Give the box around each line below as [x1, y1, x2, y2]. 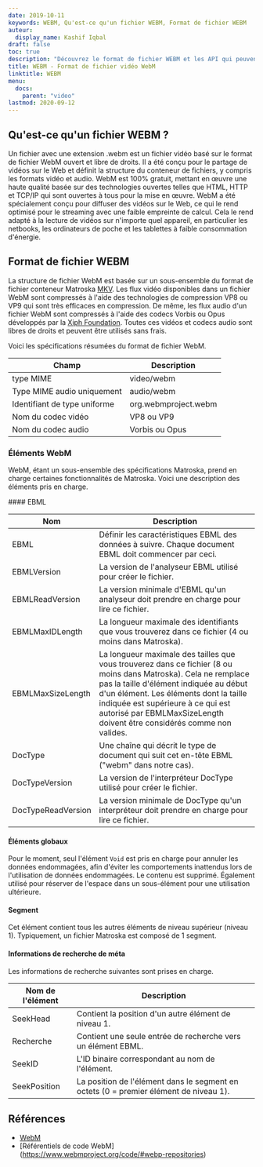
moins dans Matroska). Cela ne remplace [99, 669, 250, 680]
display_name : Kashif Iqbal [15, 33, 107, 42]
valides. [99, 728, 128, 738]
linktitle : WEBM [8, 70, 61, 78]
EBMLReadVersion [12, 594, 81, 605]
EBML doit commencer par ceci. [99, 549, 217, 560]
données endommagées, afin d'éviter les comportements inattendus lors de [8, 862, 253, 872]
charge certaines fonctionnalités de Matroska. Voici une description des [8, 474, 240, 483]
